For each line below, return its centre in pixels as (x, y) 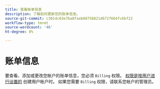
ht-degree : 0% (19, 32)
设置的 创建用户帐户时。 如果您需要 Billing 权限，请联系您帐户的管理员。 (82, 81)
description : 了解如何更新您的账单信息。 (43, 14)
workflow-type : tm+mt (27, 23)
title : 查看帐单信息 (23, 9)
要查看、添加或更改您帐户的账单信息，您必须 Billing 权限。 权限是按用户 (78, 76)
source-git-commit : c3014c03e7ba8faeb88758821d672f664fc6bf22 (69, 18)
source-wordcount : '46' (29, 27)
